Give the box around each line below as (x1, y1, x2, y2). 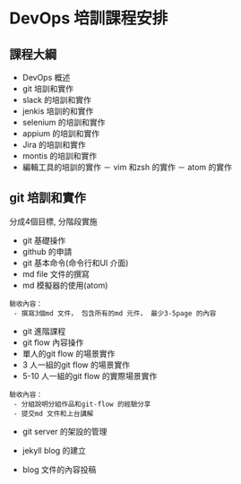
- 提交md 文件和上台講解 (13, 409, 94, 418)
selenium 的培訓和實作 (22, 117, 106, 127)
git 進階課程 (22, 325, 66, 336)
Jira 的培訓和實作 (22, 140, 87, 150)
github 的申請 (22, 246, 73, 256)
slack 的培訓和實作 (22, 95, 92, 105)
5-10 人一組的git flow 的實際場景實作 (22, 370, 158, 381)
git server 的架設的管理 (22, 426, 108, 436)
